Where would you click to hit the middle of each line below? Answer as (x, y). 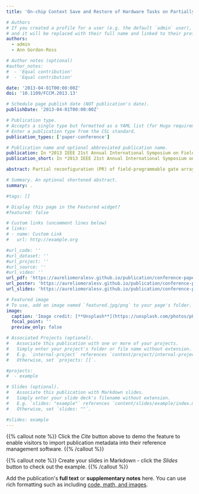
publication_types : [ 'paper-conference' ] (58, 137)
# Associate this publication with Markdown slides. (75, 393)
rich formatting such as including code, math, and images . (77, 485)
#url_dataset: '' (28, 256)
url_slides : (21, 289)
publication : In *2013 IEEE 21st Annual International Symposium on (92, 153)
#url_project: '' (28, 262)
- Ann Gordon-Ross (34, 50)
